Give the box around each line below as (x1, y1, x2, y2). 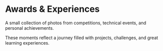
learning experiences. (5, 40, 50, 46)
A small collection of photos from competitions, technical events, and (5, 20, 147, 26)
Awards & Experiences (5, 3, 100, 15)
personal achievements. (5, 25, 54, 31)
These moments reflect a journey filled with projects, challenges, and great (5, 35, 159, 41)
